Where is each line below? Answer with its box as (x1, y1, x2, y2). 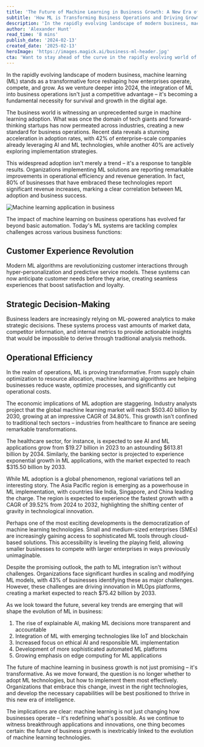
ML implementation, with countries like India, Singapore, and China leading (6, 488, 193, 495)
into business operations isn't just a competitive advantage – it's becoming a (6, 90, 198, 97)
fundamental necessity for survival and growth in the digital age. (6, 97, 168, 104)
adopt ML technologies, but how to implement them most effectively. (6, 677, 178, 684)
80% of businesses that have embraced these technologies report (6, 179, 172, 186)
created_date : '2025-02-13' (6, 43, 78, 49)
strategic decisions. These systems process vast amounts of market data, (6, 322, 191, 329)
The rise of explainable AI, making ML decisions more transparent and (15, 620, 191, 627)
